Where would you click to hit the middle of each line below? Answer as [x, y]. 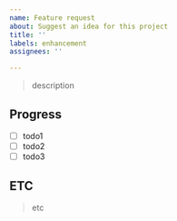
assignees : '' [36, 52]
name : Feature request [52, 18]
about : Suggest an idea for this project [89, 26]
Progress [35, 114]
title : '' [28, 35]
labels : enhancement [49, 43]
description [53, 85]
